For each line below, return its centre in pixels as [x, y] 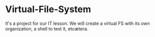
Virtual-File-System [48, 9]
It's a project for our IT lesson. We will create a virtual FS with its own [77, 23]
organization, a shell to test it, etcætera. [47, 28]
